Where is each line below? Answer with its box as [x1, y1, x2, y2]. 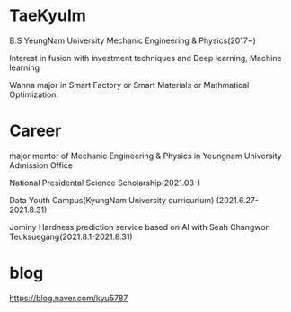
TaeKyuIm [9, 5, 87, 26]
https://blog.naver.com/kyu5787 [9, 292, 128, 303]
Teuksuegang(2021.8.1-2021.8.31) [9, 231, 133, 242]
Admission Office [9, 159, 74, 171]
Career [9, 120, 62, 141]
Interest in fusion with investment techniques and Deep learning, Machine [9, 52, 282, 63]
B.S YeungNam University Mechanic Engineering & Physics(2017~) [9, 35, 256, 46]
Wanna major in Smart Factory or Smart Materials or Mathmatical [9, 79, 250, 90]
